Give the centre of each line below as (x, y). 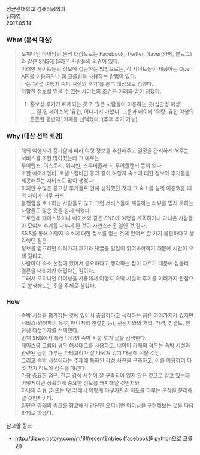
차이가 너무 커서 (46, 195)
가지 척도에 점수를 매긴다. (57, 367)
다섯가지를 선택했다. (55, 330)
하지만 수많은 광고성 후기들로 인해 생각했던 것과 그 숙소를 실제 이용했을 (103, 188)
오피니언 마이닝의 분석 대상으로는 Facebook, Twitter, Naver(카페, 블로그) (107, 54)
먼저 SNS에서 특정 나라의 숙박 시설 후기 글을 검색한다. (84, 337)
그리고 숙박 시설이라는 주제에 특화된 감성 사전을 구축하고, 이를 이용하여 (103, 360)
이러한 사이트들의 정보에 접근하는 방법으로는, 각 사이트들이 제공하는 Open (107, 69)
